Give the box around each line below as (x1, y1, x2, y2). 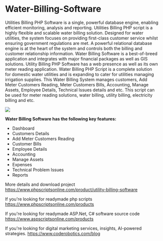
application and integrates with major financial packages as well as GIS (5, 56, 148, 61)
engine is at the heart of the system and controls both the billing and (5, 45, 143, 51)
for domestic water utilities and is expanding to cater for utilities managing (5, 71, 154, 77)
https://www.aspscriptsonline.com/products (5, 216, 94, 221)
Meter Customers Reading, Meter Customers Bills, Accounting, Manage (5, 81, 149, 87)
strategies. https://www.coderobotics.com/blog (5, 230, 101, 236)
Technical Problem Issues (12, 167, 64, 173)
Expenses (12, 161, 32, 167)
